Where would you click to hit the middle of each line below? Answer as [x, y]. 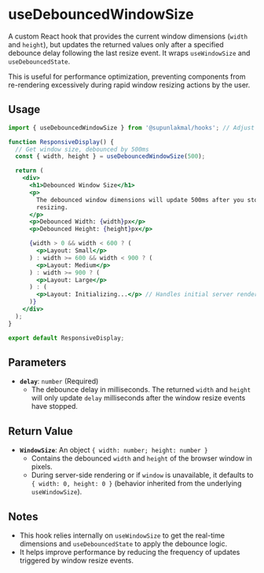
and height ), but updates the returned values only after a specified [116, 44]
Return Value [40, 431]
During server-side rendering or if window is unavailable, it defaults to [142, 475]
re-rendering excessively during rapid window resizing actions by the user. [129, 85]
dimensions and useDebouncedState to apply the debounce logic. [123, 543]
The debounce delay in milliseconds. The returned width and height [141, 390]
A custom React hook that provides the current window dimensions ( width [128, 36]
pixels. [42, 467]
